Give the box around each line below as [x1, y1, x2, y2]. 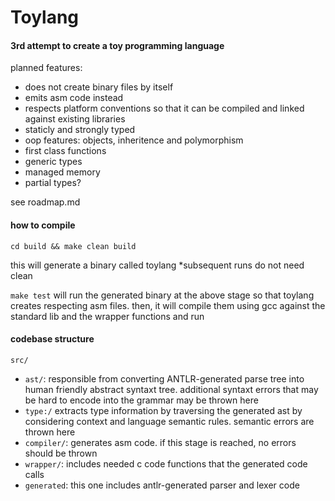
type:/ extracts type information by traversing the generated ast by [24, 404, 303, 416]
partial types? [24, 177, 82, 189]
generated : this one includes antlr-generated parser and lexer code [24, 479, 300, 491]
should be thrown [24, 447, 98, 459]
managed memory [24, 166, 101, 178]
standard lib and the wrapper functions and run [10, 310, 205, 322]
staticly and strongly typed [24, 124, 136, 136]
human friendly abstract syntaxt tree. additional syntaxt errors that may [24, 383, 319, 395]
